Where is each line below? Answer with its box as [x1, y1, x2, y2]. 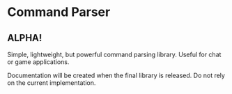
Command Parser [7, 4, 111, 20]
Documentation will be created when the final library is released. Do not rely [7, 71, 225, 79]
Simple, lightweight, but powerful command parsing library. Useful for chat [7, 50, 222, 58]
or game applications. [7, 58, 70, 66]
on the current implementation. [7, 79, 96, 87]
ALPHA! [7, 32, 42, 44]
